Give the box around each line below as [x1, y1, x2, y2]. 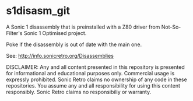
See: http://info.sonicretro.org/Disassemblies [6, 52, 114, 59]
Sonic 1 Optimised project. [23, 29, 87, 36]
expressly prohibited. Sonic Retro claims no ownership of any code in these [6, 76, 188, 83]
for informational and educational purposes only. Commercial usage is [6, 69, 175, 76]
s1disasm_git [6, 4, 71, 18]
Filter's [6, 29, 23, 36]
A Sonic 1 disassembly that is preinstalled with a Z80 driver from [6, 23, 160, 30]
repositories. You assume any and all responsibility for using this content [6, 82, 181, 89]
